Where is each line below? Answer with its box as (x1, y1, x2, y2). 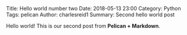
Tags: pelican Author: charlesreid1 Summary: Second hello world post (6, 11, 175, 18)
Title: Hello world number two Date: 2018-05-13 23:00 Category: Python (6, 5, 181, 12)
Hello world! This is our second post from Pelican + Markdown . (6, 23, 161, 29)
